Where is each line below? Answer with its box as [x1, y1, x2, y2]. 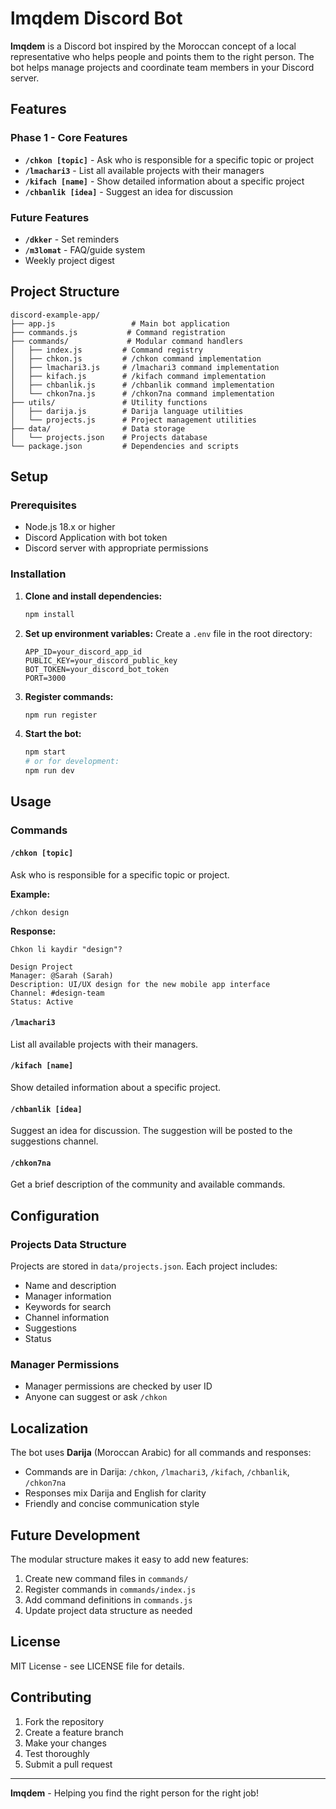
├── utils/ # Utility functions [10, 397, 208, 407]
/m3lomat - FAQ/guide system [24, 243, 146, 256]
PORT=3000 [24, 673, 67, 683]
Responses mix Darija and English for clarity [24, 1487, 207, 1499]
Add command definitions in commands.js [24, 1594, 193, 1606]
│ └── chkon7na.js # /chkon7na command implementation [10, 388, 275, 399]
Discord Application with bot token [24, 532, 168, 544]
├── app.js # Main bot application [10, 318, 230, 329]
